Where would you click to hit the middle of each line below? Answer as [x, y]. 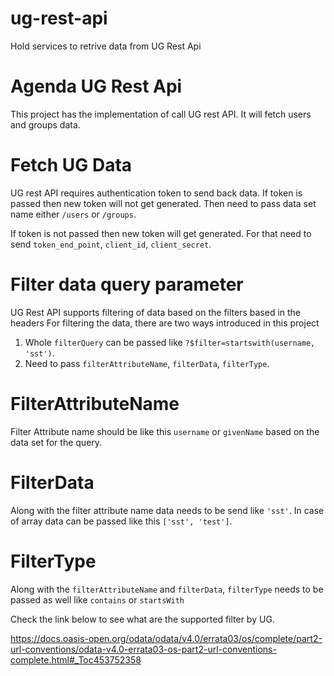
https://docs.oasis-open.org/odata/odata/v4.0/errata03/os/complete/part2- [166, 638]
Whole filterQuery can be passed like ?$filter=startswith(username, [170, 342]
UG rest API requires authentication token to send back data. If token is [156, 193]
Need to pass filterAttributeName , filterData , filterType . [147, 363]
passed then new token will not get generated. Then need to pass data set [163, 203]
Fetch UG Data [71, 165]
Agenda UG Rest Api [96, 86]
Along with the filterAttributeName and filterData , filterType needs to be [167, 589]
